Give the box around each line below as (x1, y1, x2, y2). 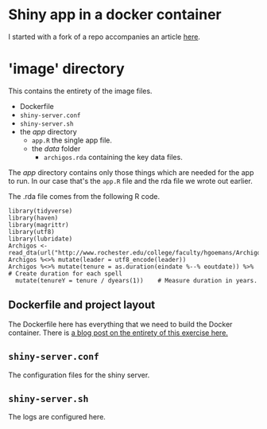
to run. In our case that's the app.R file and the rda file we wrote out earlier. (8, 176, 253, 185)
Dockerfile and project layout (8, 298, 156, 312)
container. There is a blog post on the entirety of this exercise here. (8, 328, 229, 337)
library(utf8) (8, 228, 56, 236)
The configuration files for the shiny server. (8, 370, 150, 380)
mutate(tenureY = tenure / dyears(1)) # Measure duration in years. (15, 276, 258, 284)
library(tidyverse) (8, 207, 73, 215)
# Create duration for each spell (8, 269, 123, 278)
